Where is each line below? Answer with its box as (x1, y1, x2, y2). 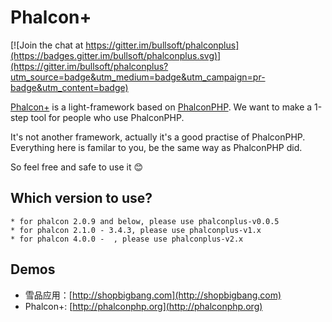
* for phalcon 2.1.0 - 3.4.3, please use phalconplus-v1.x (10, 225, 262, 235)
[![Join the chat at (10, 39, 84, 51)
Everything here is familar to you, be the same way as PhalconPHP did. (10, 141, 303, 153)
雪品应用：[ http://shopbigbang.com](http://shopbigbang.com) (24, 289, 282, 301)
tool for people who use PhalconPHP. (30, 111, 185, 123)
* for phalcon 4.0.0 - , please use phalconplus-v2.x (10, 234, 244, 244)
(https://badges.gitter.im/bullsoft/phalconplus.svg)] (10, 49, 222, 61)
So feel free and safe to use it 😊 (10, 161, 144, 173)
